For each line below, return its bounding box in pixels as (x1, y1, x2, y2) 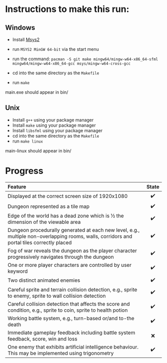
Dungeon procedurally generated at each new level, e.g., (7, 226, 140, 233)
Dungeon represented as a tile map (7, 203, 90, 210)
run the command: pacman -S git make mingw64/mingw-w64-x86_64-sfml (12, 56, 158, 62)
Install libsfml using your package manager (12, 127, 103, 133)
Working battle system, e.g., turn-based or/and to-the (7, 315, 135, 322)
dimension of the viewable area (7, 218, 81, 225)
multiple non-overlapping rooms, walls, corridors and (7, 233, 133, 240)
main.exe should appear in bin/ (5, 89, 69, 95)
